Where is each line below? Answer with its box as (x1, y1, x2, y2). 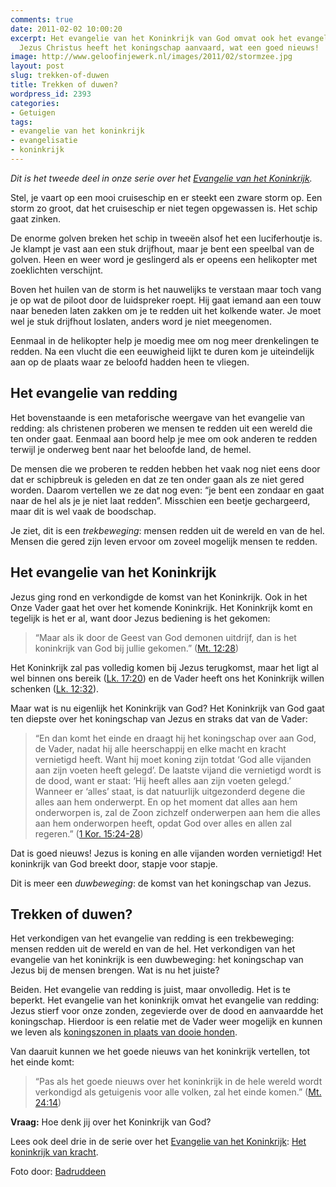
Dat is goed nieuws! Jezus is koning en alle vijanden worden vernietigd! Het (10, 847, 322, 859)
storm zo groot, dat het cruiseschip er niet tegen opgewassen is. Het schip (10, 202, 318, 214)
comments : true (10, 14, 74, 25)
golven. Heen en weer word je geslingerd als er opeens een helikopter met (10, 253, 318, 265)
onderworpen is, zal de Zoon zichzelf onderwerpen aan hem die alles (34, 806, 321, 818)
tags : (10, 117, 33, 127)
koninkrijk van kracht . (10, 1146, 99, 1158)
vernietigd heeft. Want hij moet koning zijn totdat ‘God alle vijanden (34, 753, 312, 765)
